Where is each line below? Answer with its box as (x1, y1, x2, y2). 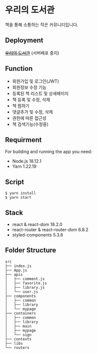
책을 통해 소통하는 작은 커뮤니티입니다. (5, 22, 78, 28)
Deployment (5, 36, 44, 45)
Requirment (5, 136, 42, 144)
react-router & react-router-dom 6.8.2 (12, 227, 89, 233)
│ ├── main (5, 324, 32, 328)
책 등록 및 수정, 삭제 (12, 96, 50, 102)
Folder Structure (5, 246, 56, 255)
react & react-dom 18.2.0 (12, 222, 63, 227)
